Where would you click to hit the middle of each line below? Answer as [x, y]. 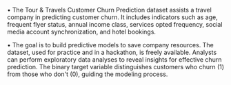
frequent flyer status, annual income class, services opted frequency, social [115, 24]
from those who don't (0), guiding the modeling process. [88, 74]
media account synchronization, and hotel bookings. [82, 32]
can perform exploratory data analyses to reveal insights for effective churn [114, 60]
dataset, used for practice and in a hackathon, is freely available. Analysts [112, 52]
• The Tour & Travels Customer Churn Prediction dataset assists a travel [109, 10]
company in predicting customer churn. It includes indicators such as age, [113, 17]
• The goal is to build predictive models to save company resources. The [110, 45]
